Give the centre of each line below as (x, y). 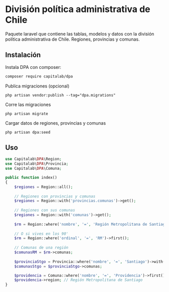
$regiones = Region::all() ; (44, 187)
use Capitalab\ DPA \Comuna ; (33, 169)
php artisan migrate (27, 114)
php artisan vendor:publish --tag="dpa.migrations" (60, 95)
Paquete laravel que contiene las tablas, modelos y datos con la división (80, 34)
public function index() (31, 178)
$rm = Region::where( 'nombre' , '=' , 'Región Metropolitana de (81, 224)
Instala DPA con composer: (33, 67)
